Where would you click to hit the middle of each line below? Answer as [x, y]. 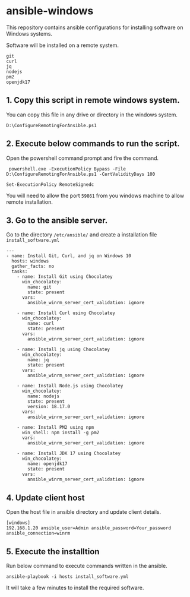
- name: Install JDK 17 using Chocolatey [69, 454]
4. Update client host [45, 497]
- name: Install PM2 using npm [56, 428]
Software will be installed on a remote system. [62, 45]
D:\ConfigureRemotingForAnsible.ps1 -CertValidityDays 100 [81, 174]
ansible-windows [50, 11]
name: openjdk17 [47, 464]
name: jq [38, 360]
